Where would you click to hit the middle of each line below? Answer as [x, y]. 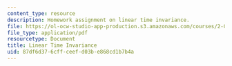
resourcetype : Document [41, 39]
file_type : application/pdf [48, 33]
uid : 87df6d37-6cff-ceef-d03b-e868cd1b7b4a [71, 52]
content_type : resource [41, 13]
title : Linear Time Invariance [52, 45]
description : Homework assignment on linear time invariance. [98, 20]
